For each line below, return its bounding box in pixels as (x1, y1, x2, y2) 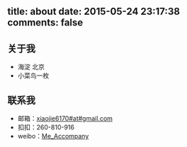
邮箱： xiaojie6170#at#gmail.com (17, 114, 113, 123)
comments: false (7, 17, 84, 29)
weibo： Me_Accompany (17, 132, 89, 141)
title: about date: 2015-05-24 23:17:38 (7, 6, 181, 18)
